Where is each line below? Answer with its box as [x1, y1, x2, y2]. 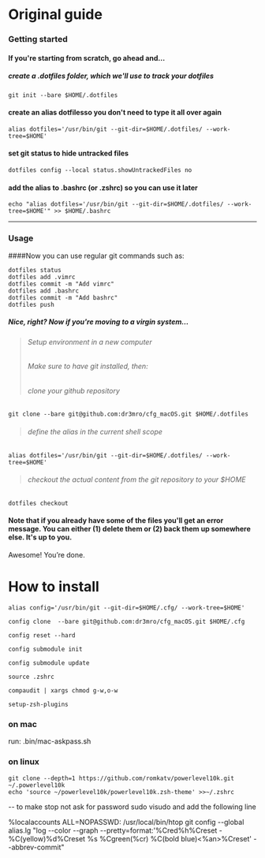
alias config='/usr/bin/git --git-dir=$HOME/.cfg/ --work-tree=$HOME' [8, 603, 245, 612]
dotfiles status [8, 266, 62, 274]
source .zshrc [8, 673, 55, 681]
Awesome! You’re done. [8, 550, 85, 559]
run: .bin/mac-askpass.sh [8, 737, 91, 746]
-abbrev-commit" [8, 842, 65, 852]
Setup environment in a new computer [27, 337, 152, 346]
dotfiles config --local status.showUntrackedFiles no [8, 166, 192, 174]
